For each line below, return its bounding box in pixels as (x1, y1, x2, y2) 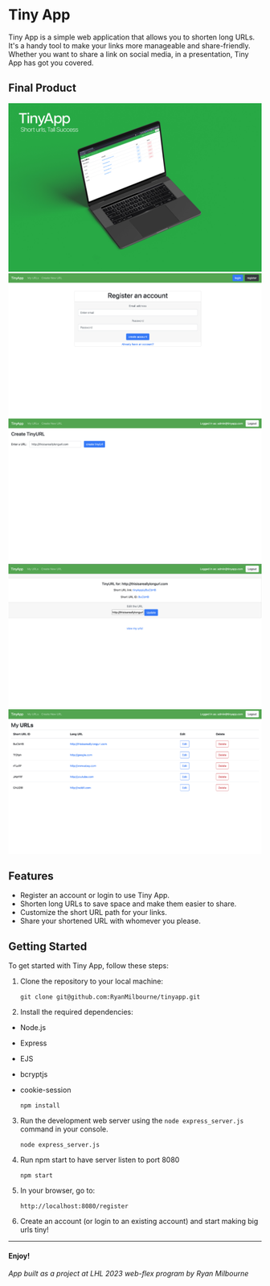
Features (8, 869, 54, 883)
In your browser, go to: (19, 1185, 96, 1196)
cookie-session (19, 1085, 72, 1095)
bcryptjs (19, 1070, 48, 1079)
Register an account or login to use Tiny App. (19, 891, 170, 901)
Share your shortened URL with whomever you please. (19, 916, 201, 926)
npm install (19, 1102, 60, 1110)
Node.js (19, 1023, 47, 1033)
